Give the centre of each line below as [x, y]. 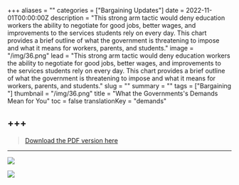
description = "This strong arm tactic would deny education [138, 18]
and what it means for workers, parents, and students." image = [101, 48]
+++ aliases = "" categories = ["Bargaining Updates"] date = [96, 10]
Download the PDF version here [71, 140]
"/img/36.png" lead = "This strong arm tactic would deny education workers [119, 55]
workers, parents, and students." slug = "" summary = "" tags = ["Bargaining [119, 86]
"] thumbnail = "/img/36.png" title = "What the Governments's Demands [113, 93]
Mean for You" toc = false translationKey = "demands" [87, 101]
